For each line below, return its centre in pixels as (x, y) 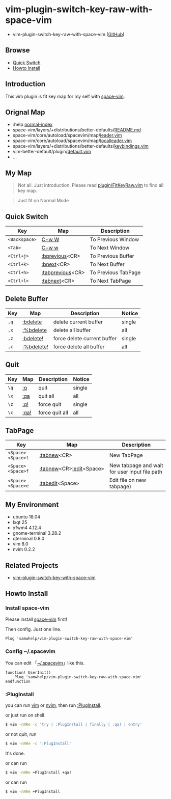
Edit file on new (128, 480)
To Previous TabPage (115, 272)
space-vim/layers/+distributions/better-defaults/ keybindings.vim (80, 146)
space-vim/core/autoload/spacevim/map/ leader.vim (67, 135)
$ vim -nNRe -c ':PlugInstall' (38, 744)
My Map (19, 173)
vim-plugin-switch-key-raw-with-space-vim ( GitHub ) (68, 34)
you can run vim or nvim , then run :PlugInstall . (53, 705)
